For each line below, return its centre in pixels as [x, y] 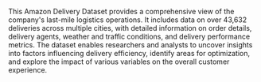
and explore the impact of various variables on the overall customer [119, 61]
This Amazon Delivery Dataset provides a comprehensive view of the [121, 11]
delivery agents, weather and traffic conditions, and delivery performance [129, 36]
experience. [28, 70]
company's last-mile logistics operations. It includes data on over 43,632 [128, 20]
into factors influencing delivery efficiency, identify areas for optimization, [129, 53]
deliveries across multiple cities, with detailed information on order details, [130, 28]
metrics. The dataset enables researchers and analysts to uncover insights [130, 45]
